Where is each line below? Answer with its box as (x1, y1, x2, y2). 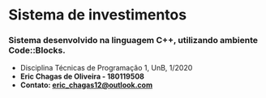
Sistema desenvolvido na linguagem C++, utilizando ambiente (8, 35, 258, 46)
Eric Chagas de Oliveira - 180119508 (19, 71, 144, 82)
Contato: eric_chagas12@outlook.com (19, 80, 152, 90)
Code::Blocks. (8, 45, 66, 56)
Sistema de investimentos (8, 6, 187, 24)
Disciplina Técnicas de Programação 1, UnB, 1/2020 (19, 63, 193, 73)
